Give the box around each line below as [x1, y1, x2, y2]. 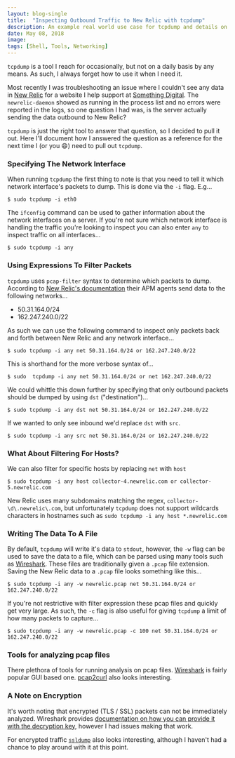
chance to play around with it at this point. [7, 743, 128, 751]
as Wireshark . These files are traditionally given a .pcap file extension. [7, 559, 210, 568]
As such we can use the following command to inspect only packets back [7, 326, 220, 334]
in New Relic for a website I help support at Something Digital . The [7, 91, 199, 99]
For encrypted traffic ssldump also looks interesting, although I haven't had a [7, 735, 227, 744]
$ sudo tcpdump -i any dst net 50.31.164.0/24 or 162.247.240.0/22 [7, 406, 209, 413]
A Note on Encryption [7, 691, 82, 700]
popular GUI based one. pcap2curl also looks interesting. [7, 673, 172, 681]
